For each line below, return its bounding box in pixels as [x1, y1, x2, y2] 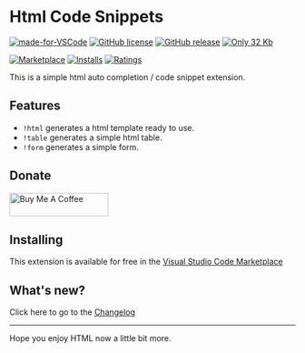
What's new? [9, 282, 86, 298]
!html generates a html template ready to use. [22, 122, 195, 133]
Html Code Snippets [9, 6, 164, 27]
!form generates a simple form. [22, 141, 139, 152]
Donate [9, 168, 52, 184]
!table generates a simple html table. [22, 132, 162, 143]
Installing [9, 232, 64, 247]
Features [9, 98, 61, 114]
